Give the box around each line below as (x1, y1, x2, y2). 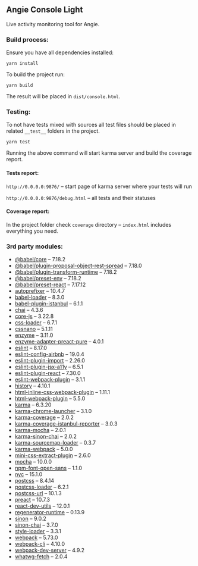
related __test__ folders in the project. (6, 127, 100, 135)
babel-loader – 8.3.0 (14, 294, 65, 301)
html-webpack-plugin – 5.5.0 (14, 395, 86, 402)
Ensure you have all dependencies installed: (6, 49, 114, 56)
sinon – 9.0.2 (14, 515, 46, 523)
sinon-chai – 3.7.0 (14, 521, 58, 529)
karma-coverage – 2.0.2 (14, 414, 74, 421)
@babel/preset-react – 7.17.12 (14, 281, 86, 288)
